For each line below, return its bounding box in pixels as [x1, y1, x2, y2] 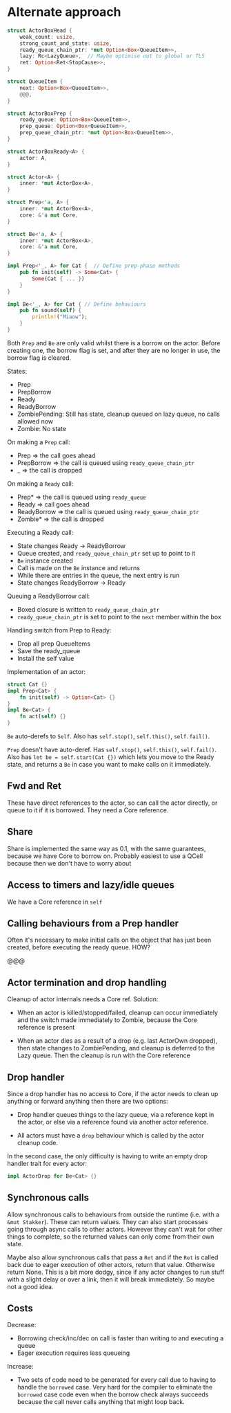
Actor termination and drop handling [7, 976, 167, 988]
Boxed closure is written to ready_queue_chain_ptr [17, 605, 160, 613]
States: [7, 367, 28, 375]
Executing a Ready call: [7, 528, 74, 536]
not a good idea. [7, 1282, 54, 1291]
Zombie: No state [17, 424, 67, 432]
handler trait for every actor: [7, 1159, 88, 1167]
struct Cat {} [7, 681, 48, 688]
